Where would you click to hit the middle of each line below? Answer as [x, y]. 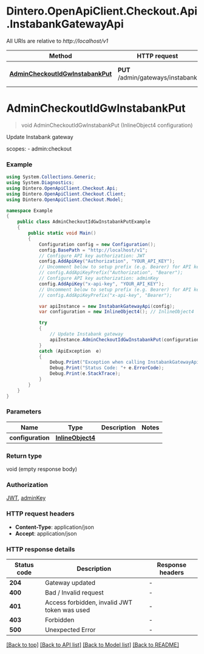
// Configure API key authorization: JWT [92, 256]
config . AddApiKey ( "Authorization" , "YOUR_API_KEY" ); [107, 261]
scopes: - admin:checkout [39, 148]
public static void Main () [62, 233]
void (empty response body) [42, 469]
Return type [24, 455]
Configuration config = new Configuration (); [97, 244]
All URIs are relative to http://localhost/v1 [57, 41]
